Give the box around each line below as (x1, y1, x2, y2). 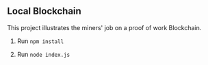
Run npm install (16, 37, 64, 45)
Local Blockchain (7, 5, 82, 17)
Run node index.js (16, 50, 70, 58)
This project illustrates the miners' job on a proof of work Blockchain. (7, 23, 202, 31)
